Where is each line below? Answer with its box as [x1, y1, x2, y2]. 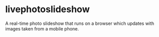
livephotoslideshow [5, 4, 90, 15]
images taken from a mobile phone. [5, 25, 79, 31]
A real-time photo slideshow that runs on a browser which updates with [5, 20, 154, 26]
